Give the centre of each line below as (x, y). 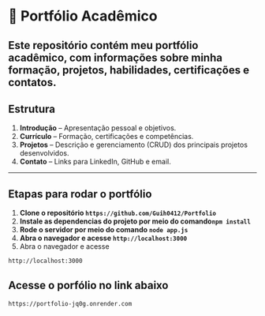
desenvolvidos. (44, 153)
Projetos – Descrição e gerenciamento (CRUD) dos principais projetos (134, 145)
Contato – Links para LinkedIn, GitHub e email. (95, 162)
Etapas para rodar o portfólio (80, 194)
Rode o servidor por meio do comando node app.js (104, 230)
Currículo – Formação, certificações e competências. (106, 137)
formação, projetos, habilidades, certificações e (129, 70)
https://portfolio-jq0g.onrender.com (70, 303)
